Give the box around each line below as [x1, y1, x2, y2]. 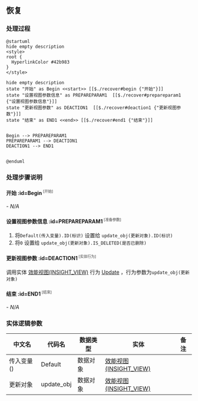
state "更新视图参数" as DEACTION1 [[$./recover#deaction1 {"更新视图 [6, 105, 177, 111]
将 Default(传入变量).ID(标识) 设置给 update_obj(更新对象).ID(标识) [14, 232, 173, 239]
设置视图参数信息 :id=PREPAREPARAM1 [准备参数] [6, 217, 122, 225]
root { [6, 54, 22, 60]
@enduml [6, 158, 25, 164]
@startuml [6, 38, 31, 44]
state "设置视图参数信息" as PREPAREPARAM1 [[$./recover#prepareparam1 [6, 92, 181, 98]
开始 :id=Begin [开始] [6, 189, 54, 196]
